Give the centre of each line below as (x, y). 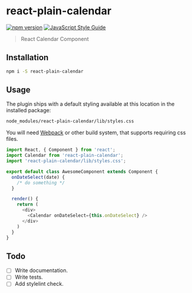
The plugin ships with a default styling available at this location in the (90, 104)
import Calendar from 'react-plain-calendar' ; (65, 156)
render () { (25, 199)
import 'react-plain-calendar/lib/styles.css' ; (66, 161)
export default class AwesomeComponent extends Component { (82, 171)
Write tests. (29, 277)
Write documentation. (41, 270)
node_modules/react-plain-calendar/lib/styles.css (70, 121)
